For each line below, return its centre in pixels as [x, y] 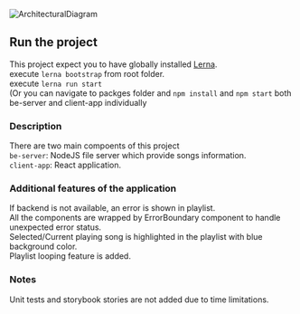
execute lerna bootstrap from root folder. [87, 73]
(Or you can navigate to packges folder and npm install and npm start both [150, 93]
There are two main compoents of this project [94, 146]
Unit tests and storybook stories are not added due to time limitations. [139, 300]
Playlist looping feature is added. [70, 256]
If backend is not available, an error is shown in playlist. [112, 208]
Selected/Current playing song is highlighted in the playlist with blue [136, 237]
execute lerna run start [56, 83]
